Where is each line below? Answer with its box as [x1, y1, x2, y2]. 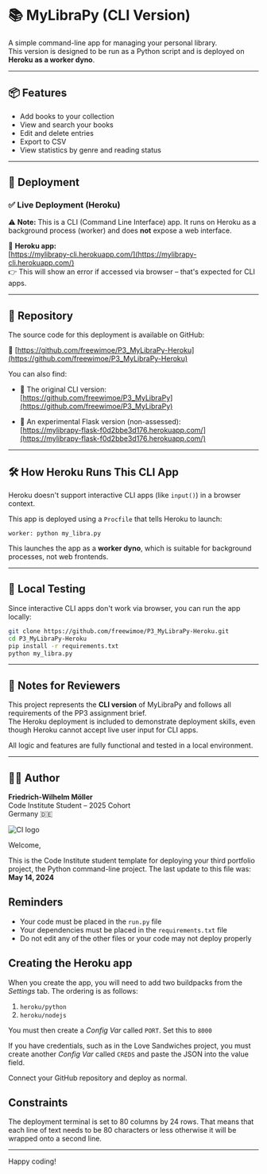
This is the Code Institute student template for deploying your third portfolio [8, 855, 256, 865]
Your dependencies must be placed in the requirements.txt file [19, 925, 228, 934]
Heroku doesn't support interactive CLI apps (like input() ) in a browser [8, 490, 241, 500]
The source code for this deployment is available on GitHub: [8, 330, 205, 340]
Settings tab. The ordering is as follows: [8, 986, 138, 995]
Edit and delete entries [19, 128, 94, 137]
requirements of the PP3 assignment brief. [8, 709, 147, 718]
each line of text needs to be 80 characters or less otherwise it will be [8, 1126, 237, 1135]
